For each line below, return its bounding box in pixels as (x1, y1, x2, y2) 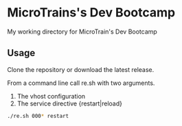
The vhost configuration (16, 92, 86, 100)
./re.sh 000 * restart (7, 112, 69, 119)
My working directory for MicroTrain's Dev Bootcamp (7, 27, 158, 36)
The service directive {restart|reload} (16, 99, 122, 108)
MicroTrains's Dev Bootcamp (7, 5, 176, 21)
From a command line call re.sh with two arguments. (7, 79, 155, 87)
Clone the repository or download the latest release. (7, 65, 155, 73)
